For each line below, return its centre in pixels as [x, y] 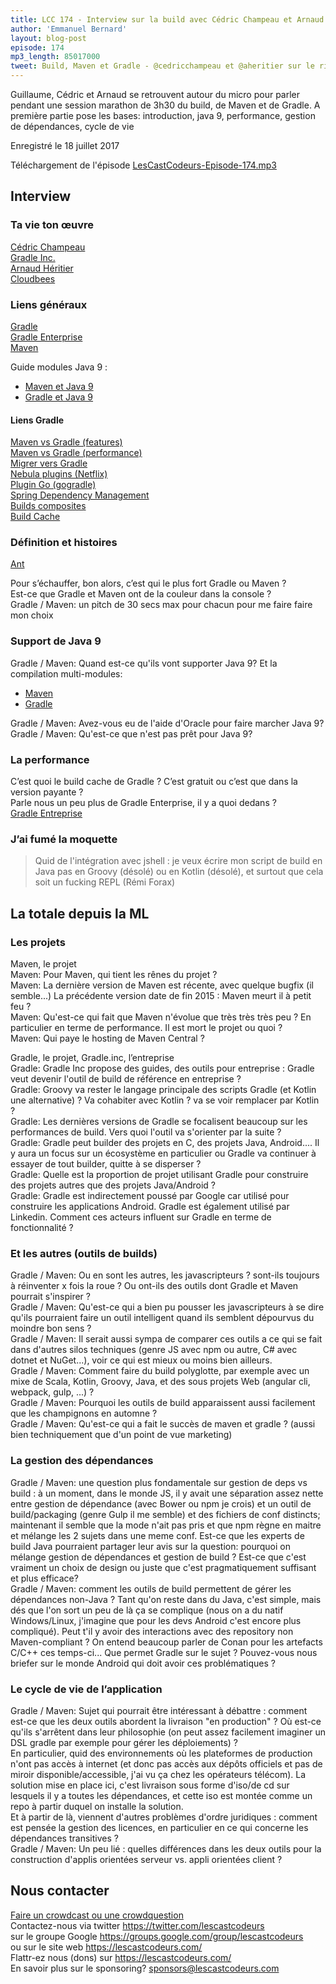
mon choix [32, 615]
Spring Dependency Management [80, 495]
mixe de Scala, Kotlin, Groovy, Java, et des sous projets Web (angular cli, [160, 1382]
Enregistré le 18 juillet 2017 [65, 145]
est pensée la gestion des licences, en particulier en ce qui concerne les [159, 1827]
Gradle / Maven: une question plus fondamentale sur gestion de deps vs [159, 1482]
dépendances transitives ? [64, 1838]
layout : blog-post [48, 38]
